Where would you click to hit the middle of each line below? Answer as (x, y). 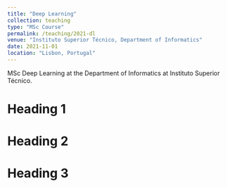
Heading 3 (38, 174)
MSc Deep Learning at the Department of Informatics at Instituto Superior (113, 73)
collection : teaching (39, 20)
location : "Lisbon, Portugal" (52, 54)
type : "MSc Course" (36, 27)
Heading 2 (38, 141)
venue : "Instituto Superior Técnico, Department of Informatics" (105, 40)
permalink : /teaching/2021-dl (52, 33)
